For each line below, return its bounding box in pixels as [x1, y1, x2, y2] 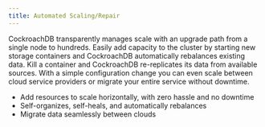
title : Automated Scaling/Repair [8, 11, 120, 20]
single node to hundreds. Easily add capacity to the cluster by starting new [8, 42, 256, 52]
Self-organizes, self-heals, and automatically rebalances [19, 100, 207, 110]
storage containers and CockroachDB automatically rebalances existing [8, 51, 246, 60]
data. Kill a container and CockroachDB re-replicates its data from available [8, 59, 258, 69]
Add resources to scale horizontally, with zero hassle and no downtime [19, 92, 255, 101]
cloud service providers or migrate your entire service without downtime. [8, 76, 250, 86]
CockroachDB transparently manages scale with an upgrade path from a [8, 34, 248, 43]
